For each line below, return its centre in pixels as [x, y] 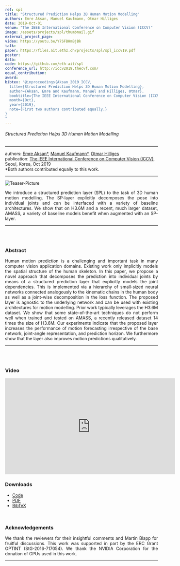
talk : [10, 46]
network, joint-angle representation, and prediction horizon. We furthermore [82, 333]
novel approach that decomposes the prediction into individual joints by [82, 276]
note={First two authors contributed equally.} [58, 109]
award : [12, 78]
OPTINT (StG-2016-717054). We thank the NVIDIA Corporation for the [82, 548]
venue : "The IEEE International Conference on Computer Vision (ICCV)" [79, 28]
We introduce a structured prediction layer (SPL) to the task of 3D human [82, 193]
